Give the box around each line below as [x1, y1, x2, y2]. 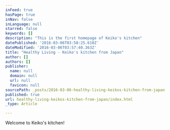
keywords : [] [5, 31, 33, 36]
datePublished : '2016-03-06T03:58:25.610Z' [5, 40, 99, 46]
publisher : [5, 64, 29, 69]
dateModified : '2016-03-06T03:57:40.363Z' [5, 45, 97, 50]
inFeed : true [5, 7, 33, 13]
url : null [10, 78, 31, 83]
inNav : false [5, 17, 33, 22]
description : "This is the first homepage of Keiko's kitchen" [5, 36, 143, 41]
